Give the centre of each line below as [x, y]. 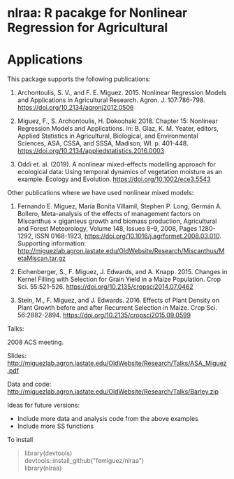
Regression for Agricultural [88, 28]
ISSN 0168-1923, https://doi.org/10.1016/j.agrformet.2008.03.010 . [128, 236]
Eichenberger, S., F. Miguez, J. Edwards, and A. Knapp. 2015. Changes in [122, 272]
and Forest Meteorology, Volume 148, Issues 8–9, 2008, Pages [107, 229]
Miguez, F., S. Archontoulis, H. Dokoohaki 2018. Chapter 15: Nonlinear [117, 121]
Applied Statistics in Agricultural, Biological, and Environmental [108, 136]
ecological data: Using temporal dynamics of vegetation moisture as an [120, 172]
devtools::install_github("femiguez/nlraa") [84, 461]
